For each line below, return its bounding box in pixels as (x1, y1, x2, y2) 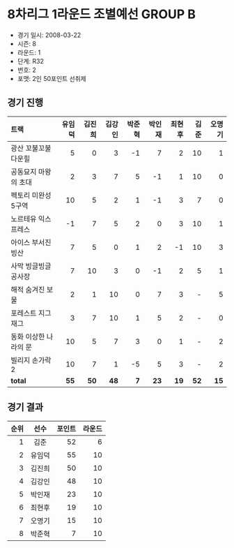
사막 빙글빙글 (10, 261, 52, 271)
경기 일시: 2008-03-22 (17, 31, 81, 39)
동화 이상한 (10, 332, 45, 341)
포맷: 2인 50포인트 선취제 (17, 74, 87, 82)
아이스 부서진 (10, 237, 52, 247)
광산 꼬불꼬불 (10, 143, 52, 153)
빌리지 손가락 (10, 355, 52, 365)
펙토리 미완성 (10, 190, 52, 200)
